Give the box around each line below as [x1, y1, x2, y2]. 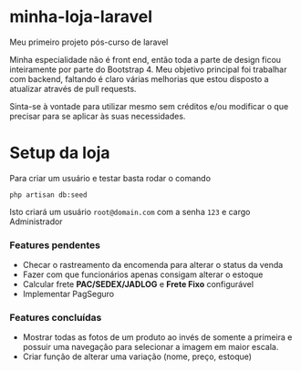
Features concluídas [9, 312, 102, 325]
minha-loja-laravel [9, 6, 153, 27]
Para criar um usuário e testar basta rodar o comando [9, 172, 212, 183]
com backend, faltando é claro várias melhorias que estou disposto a [9, 73, 269, 84]
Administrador [9, 216, 63, 227]
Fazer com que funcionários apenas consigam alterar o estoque [22, 269, 264, 280]
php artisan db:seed [9, 190, 88, 200]
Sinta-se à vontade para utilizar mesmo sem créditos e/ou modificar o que [9, 100, 289, 111]
